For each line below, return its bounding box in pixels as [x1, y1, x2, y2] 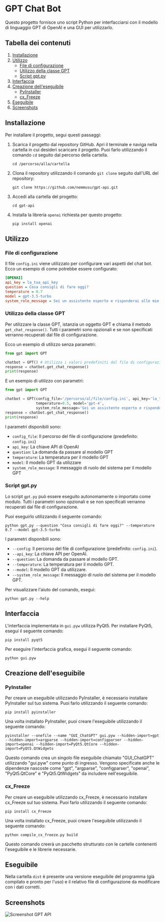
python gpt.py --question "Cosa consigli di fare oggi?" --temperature [5, 523, 155, 528]
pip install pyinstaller [5, 710, 56, 715]
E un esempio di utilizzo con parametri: [5, 378, 84, 384]
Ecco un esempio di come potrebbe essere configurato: [5, 266, 118, 272]
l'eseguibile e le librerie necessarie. [5, 846, 77, 852]
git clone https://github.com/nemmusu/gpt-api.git [12, 185, 118, 190]
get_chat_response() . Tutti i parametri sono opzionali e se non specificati [5, 326, 153, 332]
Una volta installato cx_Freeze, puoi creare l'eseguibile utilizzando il [5, 817, 142, 823]
